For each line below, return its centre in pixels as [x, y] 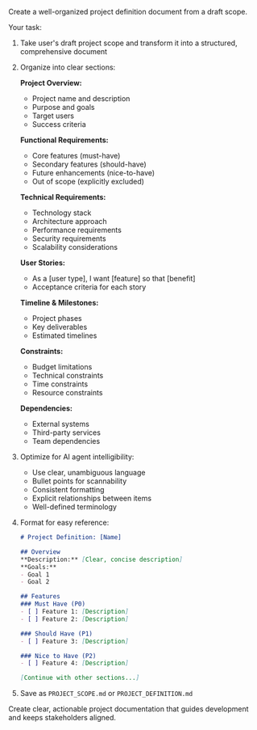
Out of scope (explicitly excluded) [88, 181]
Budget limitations [62, 367]
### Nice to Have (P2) [58, 656]
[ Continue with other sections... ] [80, 678]
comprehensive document [63, 51]
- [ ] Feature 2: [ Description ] [74, 619]
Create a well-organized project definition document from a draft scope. [128, 12]
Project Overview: [51, 83]
